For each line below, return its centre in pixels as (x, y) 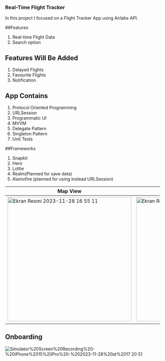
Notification (24, 80)
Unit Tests (22, 139)
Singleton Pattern (30, 133)
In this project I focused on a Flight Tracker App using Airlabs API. (72, 18)
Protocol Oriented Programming (44, 107)
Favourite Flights (29, 75)
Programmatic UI (29, 118)
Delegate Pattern (29, 128)
